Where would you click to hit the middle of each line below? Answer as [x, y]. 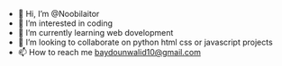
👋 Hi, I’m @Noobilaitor [59, 14]
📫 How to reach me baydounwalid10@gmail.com [109, 52]
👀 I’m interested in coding [65, 23]
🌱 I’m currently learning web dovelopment [96, 33]
